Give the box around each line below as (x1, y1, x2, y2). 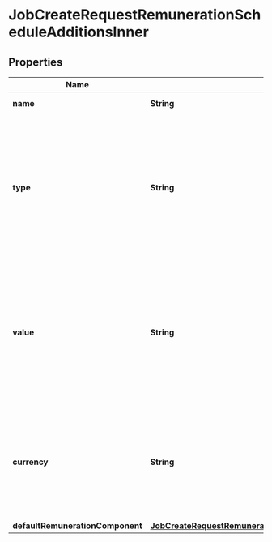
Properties (8, 55, 63, 69)
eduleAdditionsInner (8, 23, 150, 41)
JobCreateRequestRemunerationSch (8, 6, 261, 24)
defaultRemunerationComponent (12, 520, 143, 531)
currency (12, 456, 49, 467)
